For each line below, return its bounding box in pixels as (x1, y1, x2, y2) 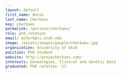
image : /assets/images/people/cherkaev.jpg (5, 41, 98, 46)
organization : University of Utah (5, 45, 78, 50)
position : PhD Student (5, 50, 53, 55)
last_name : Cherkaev (5, 17, 49, 22)
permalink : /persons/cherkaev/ (5, 26, 71, 31)
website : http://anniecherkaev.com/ (5, 54, 82, 60)
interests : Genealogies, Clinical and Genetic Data (5, 59, 116, 64)
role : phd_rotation (5, 31, 46, 36)
